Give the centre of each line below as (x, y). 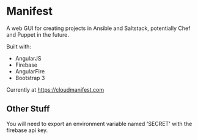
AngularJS (28, 58)
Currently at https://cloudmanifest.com (55, 89)
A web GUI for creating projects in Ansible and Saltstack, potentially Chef (98, 28)
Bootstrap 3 (30, 78)
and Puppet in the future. (38, 34)
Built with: (19, 46)
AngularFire (30, 71)
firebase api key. (27, 130)
